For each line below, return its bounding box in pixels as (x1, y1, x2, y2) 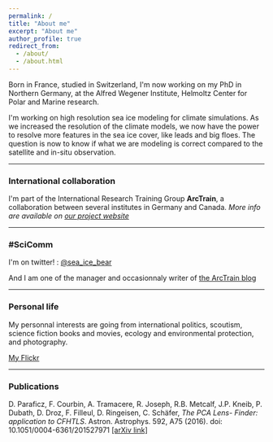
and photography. (8, 337, 68, 347)
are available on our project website (8, 211, 130, 221)
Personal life (8, 301, 59, 313)
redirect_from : (8, 42, 60, 50)
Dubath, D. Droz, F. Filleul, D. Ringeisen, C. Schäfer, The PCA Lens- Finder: (8, 408, 258, 418)
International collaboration (8, 175, 116, 186)
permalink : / (8, 11, 53, 20)
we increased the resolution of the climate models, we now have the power (8, 121, 260, 131)
